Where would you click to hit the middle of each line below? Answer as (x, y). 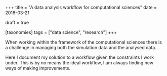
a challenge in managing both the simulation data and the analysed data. (81, 47)
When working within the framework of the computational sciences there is (83, 42)
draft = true (17, 23)
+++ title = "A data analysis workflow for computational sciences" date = (81, 7)
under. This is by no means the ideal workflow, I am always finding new (79, 63)
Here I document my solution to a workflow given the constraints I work (80, 57)
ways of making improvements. (38, 68)
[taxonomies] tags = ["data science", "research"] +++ (61, 32)
